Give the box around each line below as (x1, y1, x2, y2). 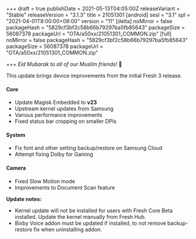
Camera (6, 164, 27, 171)
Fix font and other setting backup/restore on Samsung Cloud (14, 145, 162, 152)
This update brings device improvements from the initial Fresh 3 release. (6, 72, 182, 79)
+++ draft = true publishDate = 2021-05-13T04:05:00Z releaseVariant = (6, 5, 180, 12)
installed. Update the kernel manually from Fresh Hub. (14, 213, 146, 220)
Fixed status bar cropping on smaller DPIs (14, 118, 117, 125)
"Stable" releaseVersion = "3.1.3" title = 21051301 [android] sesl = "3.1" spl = (6, 11, 191, 18)
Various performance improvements (14, 111, 103, 119)
